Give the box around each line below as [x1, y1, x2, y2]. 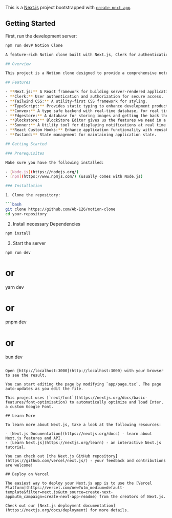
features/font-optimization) [5, 400, 68, 405]
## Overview [5, 61, 31, 66]
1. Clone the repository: [5, 193, 60, 198]
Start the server [12, 240, 46, 246]
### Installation [5, 183, 42, 189]
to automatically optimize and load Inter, [69, 400, 164, 405]
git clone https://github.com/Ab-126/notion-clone [5, 207, 116, 212]
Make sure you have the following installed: [5, 160, 104, 165]
